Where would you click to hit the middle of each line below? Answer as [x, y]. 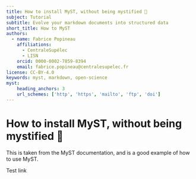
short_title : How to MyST [38, 28]
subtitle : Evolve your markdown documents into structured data [87, 23]
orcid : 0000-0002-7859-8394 [51, 61]
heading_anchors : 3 [41, 89]
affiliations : [34, 45]
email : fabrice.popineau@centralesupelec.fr [73, 67]
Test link [16, 170]
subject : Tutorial [29, 17]
